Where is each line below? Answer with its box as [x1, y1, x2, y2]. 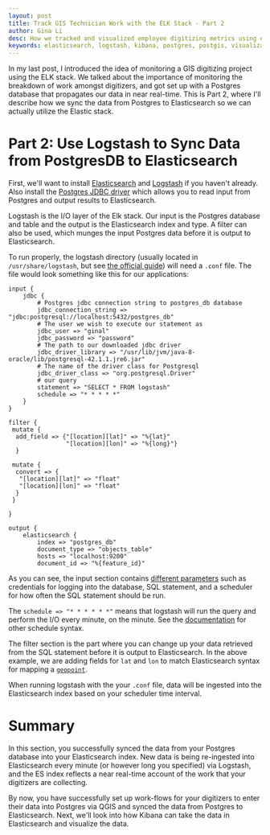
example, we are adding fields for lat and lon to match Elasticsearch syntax [8, 656, 260, 666]
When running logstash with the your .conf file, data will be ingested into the [8, 681, 263, 690]
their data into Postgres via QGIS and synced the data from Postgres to [8, 802, 243, 811]
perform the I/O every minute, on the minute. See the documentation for [8, 615, 247, 624]
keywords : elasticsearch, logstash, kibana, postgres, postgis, [8, 42, 228, 50]
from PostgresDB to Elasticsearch [8, 152, 239, 170]
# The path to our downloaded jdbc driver [37, 341, 182, 350]
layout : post [8, 11, 52, 20]
